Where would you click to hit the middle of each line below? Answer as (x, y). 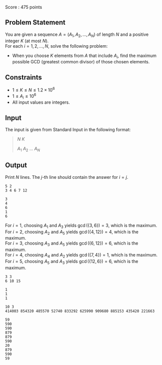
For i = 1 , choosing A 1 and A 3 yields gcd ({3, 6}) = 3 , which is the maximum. (81, 226)
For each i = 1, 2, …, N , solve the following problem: (56, 46)
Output (16, 165)
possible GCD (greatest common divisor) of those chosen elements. (81, 62)
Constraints (24, 77)
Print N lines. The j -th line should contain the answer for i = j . (67, 177)
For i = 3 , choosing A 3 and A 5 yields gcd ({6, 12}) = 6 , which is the (72, 244)
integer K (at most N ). (27, 41)
